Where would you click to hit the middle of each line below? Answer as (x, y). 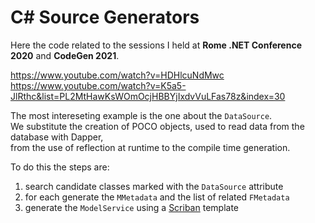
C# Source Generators (105, 17)
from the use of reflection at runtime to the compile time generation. (150, 147)
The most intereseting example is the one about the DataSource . (141, 115)
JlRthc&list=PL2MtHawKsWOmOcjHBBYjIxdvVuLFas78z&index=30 (148, 96)
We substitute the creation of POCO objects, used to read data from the (157, 126)
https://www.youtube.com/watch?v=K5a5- (98, 85)
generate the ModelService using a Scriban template (131, 207)
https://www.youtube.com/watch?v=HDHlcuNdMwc (117, 75)
